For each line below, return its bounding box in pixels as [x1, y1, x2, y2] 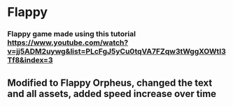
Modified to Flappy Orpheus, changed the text [7, 77, 213, 89]
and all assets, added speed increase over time [7, 88, 217, 100]
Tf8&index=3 [7, 55, 54, 65]
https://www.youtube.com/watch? [7, 38, 129, 47]
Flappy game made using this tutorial [7, 29, 136, 39]
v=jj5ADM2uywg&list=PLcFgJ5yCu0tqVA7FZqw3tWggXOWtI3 [7, 47, 226, 56]
